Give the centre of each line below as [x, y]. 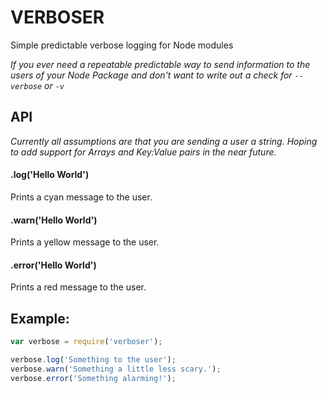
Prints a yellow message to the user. [85, 242]
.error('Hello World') [53, 265]
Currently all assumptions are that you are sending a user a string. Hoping [164, 141]
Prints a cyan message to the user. [81, 197]
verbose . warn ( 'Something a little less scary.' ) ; [116, 369]
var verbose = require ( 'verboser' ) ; [86, 342]
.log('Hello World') [50, 175]
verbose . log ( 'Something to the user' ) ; [93, 360]
